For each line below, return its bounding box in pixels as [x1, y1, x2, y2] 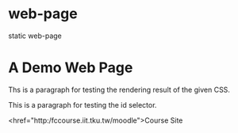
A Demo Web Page [8, 59, 133, 77]
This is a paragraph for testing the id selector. [8, 100, 157, 109]
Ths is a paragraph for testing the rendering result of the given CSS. [8, 85, 230, 94]
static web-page [8, 31, 62, 40]
